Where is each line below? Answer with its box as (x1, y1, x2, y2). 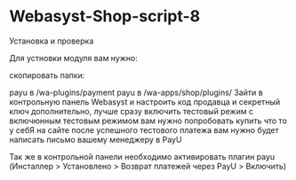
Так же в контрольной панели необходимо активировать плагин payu (9, 151, 276, 161)
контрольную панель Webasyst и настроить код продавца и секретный (9, 96, 281, 107)
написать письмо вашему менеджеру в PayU (9, 134, 182, 145)
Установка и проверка (9, 35, 94, 46)
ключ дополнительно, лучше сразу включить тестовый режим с (9, 106, 254, 116)
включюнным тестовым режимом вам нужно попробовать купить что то (9, 115, 287, 126)
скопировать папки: (9, 69, 85, 81)
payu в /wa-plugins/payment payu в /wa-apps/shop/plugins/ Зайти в (9, 87, 264, 98)
